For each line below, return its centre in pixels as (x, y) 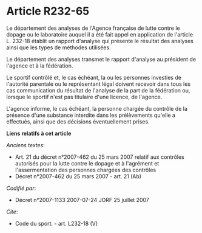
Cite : (12, 212)
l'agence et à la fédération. (40, 66)
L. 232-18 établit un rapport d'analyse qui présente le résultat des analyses (100, 41)
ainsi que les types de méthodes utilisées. (59, 47)
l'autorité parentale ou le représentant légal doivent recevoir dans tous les (99, 84)
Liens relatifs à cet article (39, 133)
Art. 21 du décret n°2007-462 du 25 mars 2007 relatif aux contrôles (100, 157)
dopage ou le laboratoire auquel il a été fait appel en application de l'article (99, 34)
